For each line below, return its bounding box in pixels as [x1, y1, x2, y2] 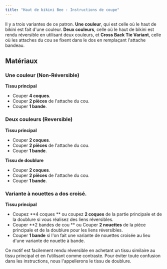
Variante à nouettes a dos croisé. [5, 190, 87, 197]
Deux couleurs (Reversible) [5, 116, 73, 123]
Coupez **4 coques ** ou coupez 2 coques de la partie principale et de [12, 211, 162, 217]
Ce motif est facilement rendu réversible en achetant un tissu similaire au [5, 247, 155, 253]
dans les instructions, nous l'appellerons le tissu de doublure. [5, 258, 131, 264]
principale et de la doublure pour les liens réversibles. [12, 227, 123, 233]
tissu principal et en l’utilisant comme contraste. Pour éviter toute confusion [5, 252, 161, 258]
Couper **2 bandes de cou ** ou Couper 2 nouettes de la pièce [12, 221, 146, 227]
